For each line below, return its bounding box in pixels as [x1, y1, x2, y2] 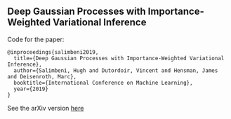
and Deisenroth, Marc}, [7, 73, 77, 80]
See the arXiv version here [7, 104, 84, 112]
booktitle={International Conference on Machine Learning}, [13, 79, 193, 86]
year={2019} [13, 85, 49, 92]
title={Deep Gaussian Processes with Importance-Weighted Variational [13, 55, 225, 62]
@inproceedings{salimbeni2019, [7, 48, 99, 55]
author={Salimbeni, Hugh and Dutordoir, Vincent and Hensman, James [13, 66, 218, 74]
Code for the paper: [7, 35, 65, 43]
